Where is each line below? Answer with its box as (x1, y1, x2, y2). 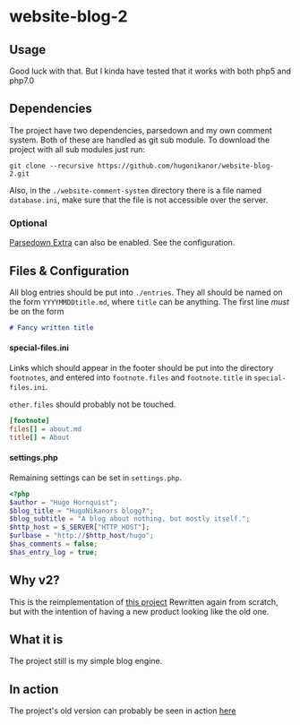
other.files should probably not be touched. (9, 399, 176, 410)
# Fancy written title (9, 323, 94, 332)
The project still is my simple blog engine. (9, 656, 163, 667)
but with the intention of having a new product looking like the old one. (9, 606, 270, 617)
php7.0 (9, 75, 35, 86)
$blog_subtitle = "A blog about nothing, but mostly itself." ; (9, 514, 251, 523)
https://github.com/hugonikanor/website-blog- (97, 161, 275, 170)
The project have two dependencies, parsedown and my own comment (9, 125, 273, 135)
